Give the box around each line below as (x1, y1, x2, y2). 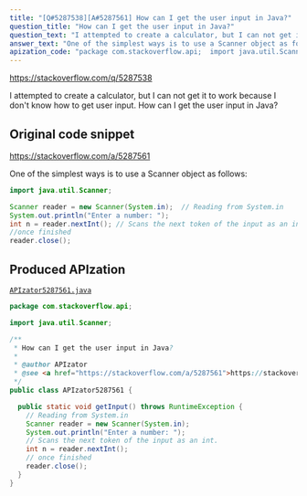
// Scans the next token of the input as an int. (26, 436, 219, 446)
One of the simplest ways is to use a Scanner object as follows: (9, 168, 249, 179)
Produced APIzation (9, 261, 126, 277)
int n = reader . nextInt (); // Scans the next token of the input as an (9, 219, 288, 228)
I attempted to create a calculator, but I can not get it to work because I (9, 90, 277, 101)
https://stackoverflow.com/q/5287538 (9, 72, 153, 83)
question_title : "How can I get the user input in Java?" (9, 22, 235, 31)
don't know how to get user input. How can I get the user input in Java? (9, 100, 279, 111)
